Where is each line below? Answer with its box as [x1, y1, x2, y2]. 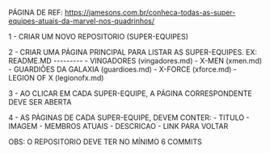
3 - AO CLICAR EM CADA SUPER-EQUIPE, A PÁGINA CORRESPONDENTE [8, 89, 253, 98]
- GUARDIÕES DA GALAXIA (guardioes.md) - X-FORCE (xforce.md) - [8, 64, 237, 74]
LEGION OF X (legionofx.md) [8, 73, 104, 82]
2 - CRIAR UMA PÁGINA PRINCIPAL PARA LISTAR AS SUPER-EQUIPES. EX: [8, 48, 257, 56]
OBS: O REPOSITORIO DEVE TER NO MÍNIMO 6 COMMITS [8, 137, 202, 147]
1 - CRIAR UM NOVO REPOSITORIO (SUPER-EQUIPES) [8, 32, 188, 41]
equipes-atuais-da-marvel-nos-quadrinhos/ [8, 16, 155, 26]
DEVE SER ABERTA [8, 97, 72, 106]
